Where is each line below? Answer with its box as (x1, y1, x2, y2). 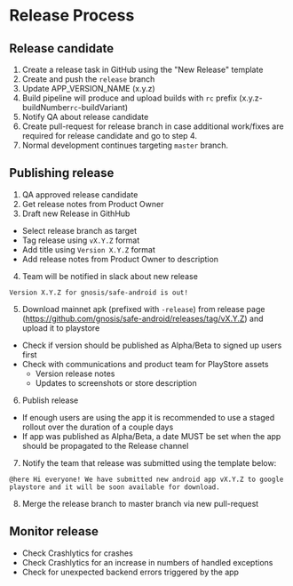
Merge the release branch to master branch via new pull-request (21, 498, 259, 509)
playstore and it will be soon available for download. (9, 482, 220, 492)
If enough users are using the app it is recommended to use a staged (21, 412, 275, 422)
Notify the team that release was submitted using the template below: (21, 457, 277, 468)
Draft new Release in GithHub (21, 208, 131, 219)
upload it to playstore (21, 322, 100, 333)
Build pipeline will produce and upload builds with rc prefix (21, 92, 238, 103)
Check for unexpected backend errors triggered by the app (21, 566, 240, 577)
